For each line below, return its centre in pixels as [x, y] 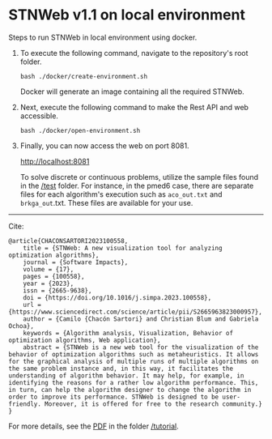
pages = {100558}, [54, 276]
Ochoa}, [21, 326]
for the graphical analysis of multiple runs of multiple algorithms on [134, 361]
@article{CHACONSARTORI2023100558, [68, 241]
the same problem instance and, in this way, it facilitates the [121, 369]
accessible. [39, 116]
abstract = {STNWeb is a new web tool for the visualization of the [141, 347]
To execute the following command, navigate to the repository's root [134, 53]
